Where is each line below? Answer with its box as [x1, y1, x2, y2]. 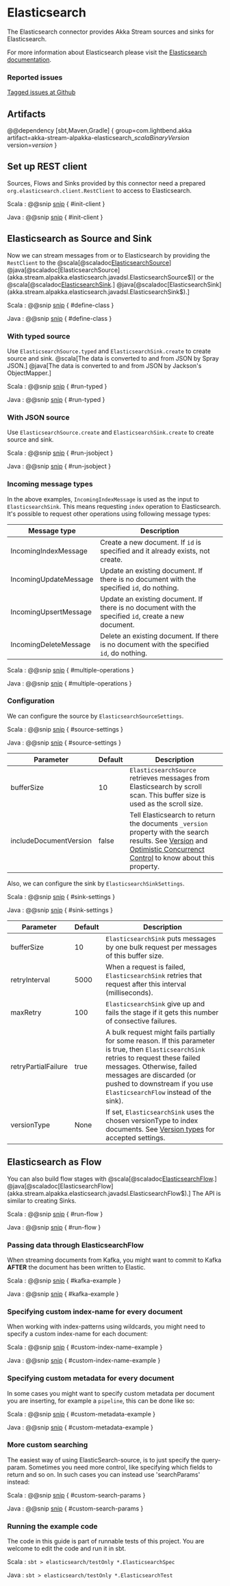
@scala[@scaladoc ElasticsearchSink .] [7, 280, 115, 288]
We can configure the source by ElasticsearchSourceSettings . [7, 712, 184, 720]
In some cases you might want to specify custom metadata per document [7, 1389, 215, 1397]
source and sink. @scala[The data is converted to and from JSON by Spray [7, 354, 219, 362]
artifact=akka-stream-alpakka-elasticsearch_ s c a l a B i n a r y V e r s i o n [7, 134, 190, 142]
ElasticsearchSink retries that [105, 971, 203, 980]
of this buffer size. [105, 951, 164, 960]
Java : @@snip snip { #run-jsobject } [7, 462, 112, 471]
